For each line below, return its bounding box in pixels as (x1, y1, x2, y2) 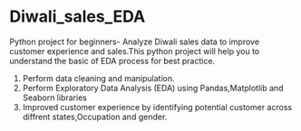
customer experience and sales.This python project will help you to (9, 45, 260, 56)
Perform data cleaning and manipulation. (22, 72, 175, 83)
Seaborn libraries (22, 92, 88, 103)
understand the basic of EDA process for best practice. (9, 55, 216, 66)
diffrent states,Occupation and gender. (22, 111, 168, 122)
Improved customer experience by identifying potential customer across (22, 101, 293, 112)
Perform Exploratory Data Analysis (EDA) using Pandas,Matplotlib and (22, 82, 284, 93)
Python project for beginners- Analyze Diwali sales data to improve (9, 36, 260, 47)
